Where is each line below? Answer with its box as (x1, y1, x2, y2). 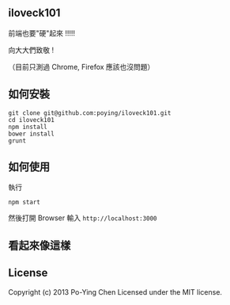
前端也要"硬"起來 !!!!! (8, 28, 76, 38)
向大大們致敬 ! (8, 45, 54, 55)
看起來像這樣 (8, 238, 71, 252)
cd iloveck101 (8, 116, 55, 124)
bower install (8, 130, 55, 138)
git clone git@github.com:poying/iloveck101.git (8, 109, 172, 117)
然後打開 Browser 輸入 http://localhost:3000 (8, 213, 157, 223)
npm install (8, 123, 47, 131)
